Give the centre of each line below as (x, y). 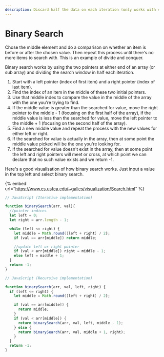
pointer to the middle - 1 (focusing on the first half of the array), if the (82, 113)
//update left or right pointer (47, 247)
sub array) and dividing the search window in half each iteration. (70, 72)
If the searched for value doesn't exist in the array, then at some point (82, 149)
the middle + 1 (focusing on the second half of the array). (69, 123)
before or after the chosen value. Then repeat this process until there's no (79, 52)
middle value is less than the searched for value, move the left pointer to (85, 118)
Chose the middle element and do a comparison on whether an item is (76, 47)
